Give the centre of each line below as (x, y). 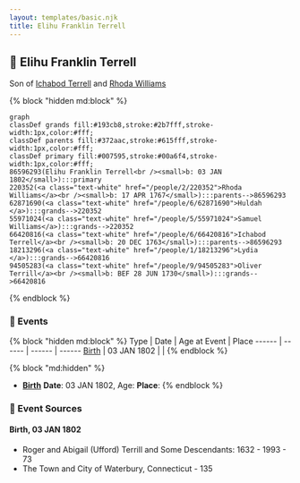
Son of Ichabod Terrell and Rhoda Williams (88, 84)
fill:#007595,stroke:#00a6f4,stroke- (148, 157)
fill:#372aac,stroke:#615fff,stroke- (148, 141)
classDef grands (39, 125)
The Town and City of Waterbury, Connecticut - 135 (117, 468)
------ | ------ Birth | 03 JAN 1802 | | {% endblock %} (129, 351)
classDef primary (42, 157)
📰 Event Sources (46, 408)
